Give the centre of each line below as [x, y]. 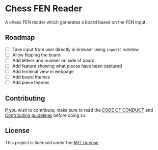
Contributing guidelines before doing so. [46, 115]
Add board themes [31, 77]
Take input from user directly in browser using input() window [75, 49]
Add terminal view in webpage [43, 71]
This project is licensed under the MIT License [52, 142]
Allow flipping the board [36, 55]
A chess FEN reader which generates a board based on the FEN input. [76, 22]
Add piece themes [31, 83]
